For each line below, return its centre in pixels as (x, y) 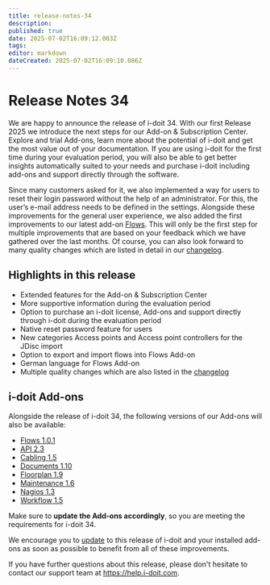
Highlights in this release (72, 275)
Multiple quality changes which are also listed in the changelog (125, 371)
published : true (35, 31)
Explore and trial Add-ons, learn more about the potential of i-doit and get (131, 140)
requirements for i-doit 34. (52, 525)
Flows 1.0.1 (37, 441)
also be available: (37, 425)
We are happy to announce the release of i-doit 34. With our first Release (130, 122)
